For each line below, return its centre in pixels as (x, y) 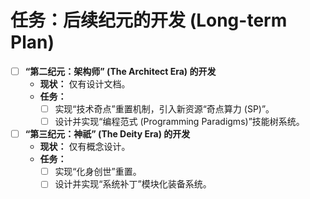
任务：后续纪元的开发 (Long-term (149, 20)
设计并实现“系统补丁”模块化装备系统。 (133, 184)
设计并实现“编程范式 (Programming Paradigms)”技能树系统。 (179, 122)
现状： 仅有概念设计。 (85, 147)
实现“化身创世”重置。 (98, 172)
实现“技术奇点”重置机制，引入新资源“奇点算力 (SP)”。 (164, 109)
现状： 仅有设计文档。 (85, 84)
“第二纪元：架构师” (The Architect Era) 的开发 (120, 71)
